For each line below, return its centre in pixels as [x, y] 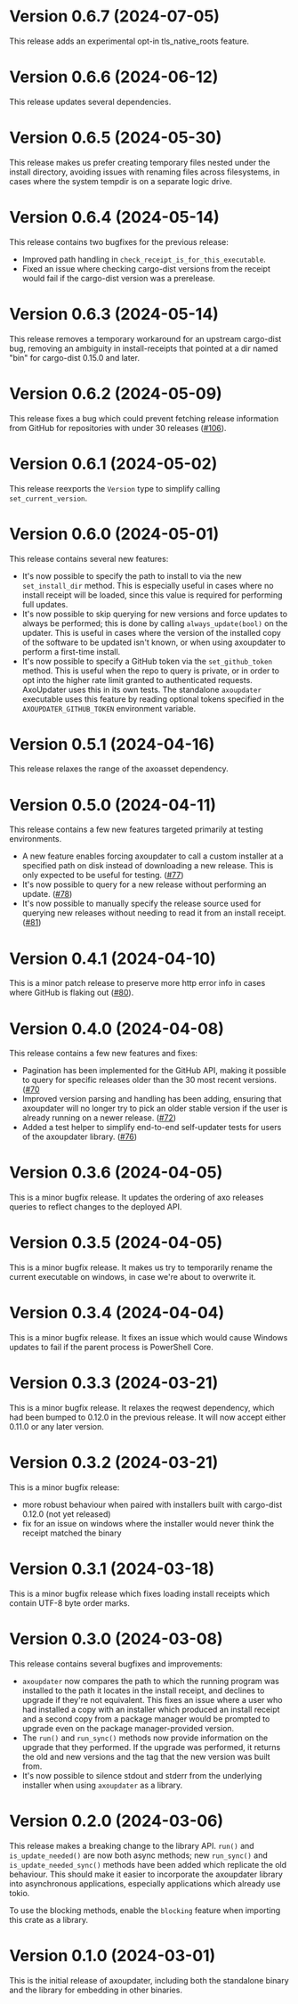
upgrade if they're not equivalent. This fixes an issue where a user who [152, 1699]
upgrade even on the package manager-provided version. [128, 1728]
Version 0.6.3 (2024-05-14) [114, 314]
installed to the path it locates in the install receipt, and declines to [143, 1690]
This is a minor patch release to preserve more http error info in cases [137, 983]
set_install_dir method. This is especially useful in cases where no [148, 585]
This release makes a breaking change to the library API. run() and [132, 1845]
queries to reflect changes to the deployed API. [96, 1207]
